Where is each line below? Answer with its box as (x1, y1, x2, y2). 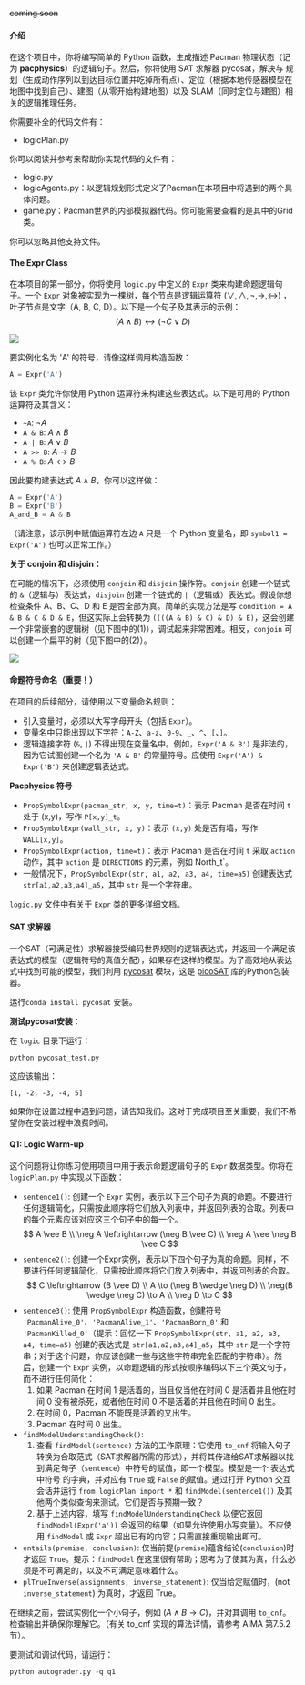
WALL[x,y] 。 (22, 834, 68, 845)
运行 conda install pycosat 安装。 (9, 997, 138, 1008)
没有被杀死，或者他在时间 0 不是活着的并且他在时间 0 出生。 (54, 1396, 280, 1406)
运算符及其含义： (9, 400, 74, 411)
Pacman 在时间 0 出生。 (36, 1418, 127, 1429)
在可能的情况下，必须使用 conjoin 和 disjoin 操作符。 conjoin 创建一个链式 (9, 577, 290, 588)
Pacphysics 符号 (9, 780, 73, 791)
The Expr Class (9, 257, 68, 268)
